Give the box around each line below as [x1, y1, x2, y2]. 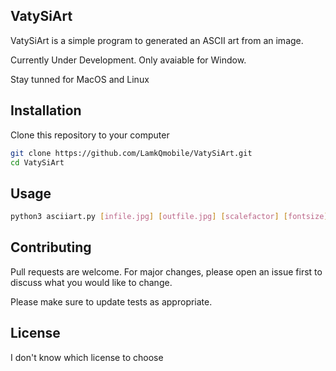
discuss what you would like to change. [10, 276, 173, 288]
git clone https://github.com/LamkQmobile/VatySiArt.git [10, 148, 253, 158]
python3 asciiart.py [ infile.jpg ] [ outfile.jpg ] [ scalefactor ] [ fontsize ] [10, 212, 329, 222]
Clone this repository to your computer [10, 129, 170, 141]
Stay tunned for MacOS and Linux [10, 73, 150, 85]
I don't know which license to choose [10, 351, 164, 363]
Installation [10, 102, 82, 119]
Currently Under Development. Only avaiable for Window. [10, 54, 247, 66]
